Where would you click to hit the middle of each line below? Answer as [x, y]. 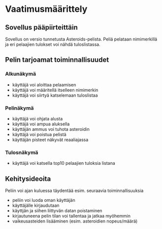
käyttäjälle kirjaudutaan [36, 205]
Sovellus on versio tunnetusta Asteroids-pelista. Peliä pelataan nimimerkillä [81, 39]
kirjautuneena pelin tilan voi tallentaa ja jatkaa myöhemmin [71, 216]
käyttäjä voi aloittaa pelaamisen [44, 84]
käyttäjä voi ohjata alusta [37, 118]
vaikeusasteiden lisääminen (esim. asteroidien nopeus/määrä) [75, 221]
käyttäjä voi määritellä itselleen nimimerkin [55, 90]
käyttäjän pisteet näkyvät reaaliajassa [50, 140]
